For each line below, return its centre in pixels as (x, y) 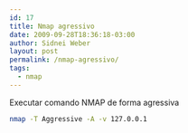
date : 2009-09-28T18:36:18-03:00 (72, 34)
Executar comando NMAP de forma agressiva (94, 102)
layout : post (34, 52)
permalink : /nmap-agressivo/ (64, 60)
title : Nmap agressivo (52, 26)
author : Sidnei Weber (50, 43)
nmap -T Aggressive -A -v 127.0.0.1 (78, 119)
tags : (19, 69)
